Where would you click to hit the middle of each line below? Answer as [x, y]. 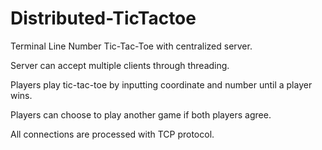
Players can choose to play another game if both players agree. [141, 114]
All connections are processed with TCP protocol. [112, 134]
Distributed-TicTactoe [103, 18]
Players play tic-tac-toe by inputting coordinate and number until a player [161, 84]
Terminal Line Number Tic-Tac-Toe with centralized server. [131, 46]
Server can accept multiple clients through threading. [120, 65]
